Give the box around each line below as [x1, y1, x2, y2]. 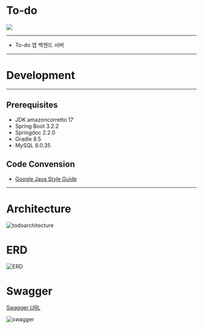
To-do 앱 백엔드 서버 [14, 41, 65, 48]
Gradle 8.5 [14, 135, 41, 142]
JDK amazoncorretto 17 [14, 116, 74, 123]
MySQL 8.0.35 [14, 141, 51, 149]
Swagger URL [6, 304, 41, 311]
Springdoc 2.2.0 [14, 129, 56, 136]
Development [6, 69, 76, 82]
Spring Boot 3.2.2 [14, 122, 59, 130]
